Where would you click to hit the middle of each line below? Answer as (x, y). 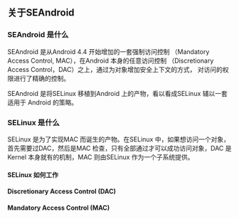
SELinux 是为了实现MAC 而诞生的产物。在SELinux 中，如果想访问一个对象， (118, 139)
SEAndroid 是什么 (38, 35)
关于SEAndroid (41, 13)
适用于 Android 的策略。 (43, 102)
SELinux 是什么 (34, 122)
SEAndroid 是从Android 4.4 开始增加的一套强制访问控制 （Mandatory (108, 51)
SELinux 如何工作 (33, 175)
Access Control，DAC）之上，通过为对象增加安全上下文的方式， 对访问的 (115, 69)
